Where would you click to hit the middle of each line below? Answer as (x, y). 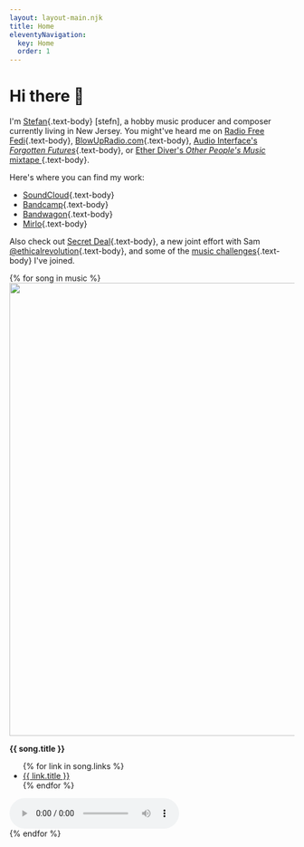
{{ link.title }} (46, 776)
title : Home (32, 26)
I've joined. (54, 261)
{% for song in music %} (55, 278)
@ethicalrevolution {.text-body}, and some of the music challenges (133, 251)
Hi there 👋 (47, 96)
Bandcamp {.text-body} (65, 205)
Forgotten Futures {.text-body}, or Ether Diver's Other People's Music (138, 150)
